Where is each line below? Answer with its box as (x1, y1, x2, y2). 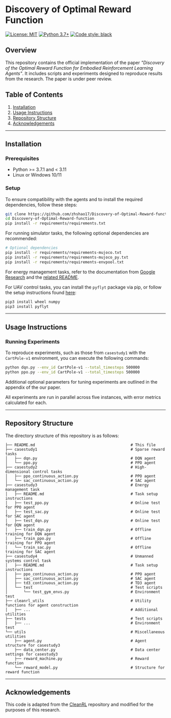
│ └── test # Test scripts (5, 585, 163, 590)
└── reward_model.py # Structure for (14, 665, 165, 670)
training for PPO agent (5, 540, 56, 545)
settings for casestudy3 (5, 651, 58, 657)
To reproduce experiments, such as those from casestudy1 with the (5, 350, 146, 356)
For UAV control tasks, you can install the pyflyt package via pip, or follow (5, 284, 162, 290)
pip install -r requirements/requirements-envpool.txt (5, 260, 124, 265)
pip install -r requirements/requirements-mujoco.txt (5, 250, 122, 255)
